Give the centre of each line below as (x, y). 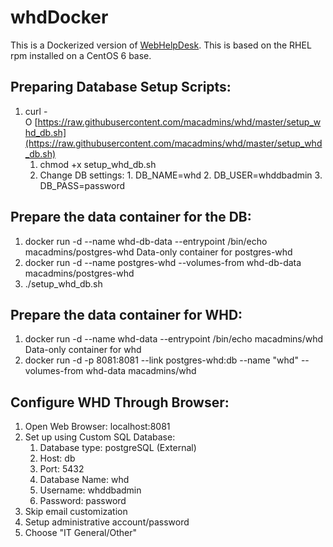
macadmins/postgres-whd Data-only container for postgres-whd (158, 252)
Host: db (57, 458)
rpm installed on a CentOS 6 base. (81, 55)
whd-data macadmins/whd (141, 371)
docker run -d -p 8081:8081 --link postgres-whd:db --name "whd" (161, 360)
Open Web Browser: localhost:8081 (97, 427)
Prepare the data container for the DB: (131, 217)
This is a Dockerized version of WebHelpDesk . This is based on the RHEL (161, 45)
